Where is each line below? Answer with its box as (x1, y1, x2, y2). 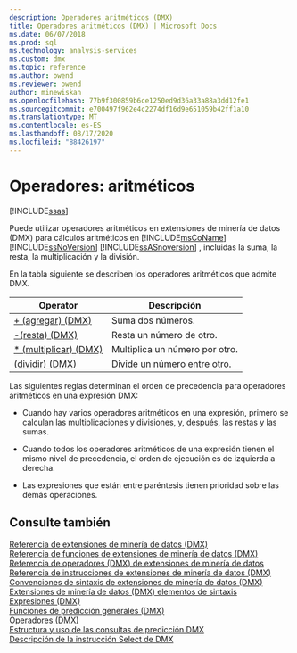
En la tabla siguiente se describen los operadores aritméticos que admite (9, 269, 277, 279)
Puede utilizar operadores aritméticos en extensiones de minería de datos (9, 222, 281, 233)
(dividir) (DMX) (13, 358, 78, 370)
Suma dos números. (111, 314, 195, 326)
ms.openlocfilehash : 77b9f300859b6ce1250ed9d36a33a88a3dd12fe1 (9, 95, 250, 105)
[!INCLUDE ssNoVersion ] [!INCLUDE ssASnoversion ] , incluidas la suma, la (9, 242, 278, 252)
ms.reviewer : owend (9, 79, 82, 88)
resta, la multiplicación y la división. (9, 251, 140, 261)
